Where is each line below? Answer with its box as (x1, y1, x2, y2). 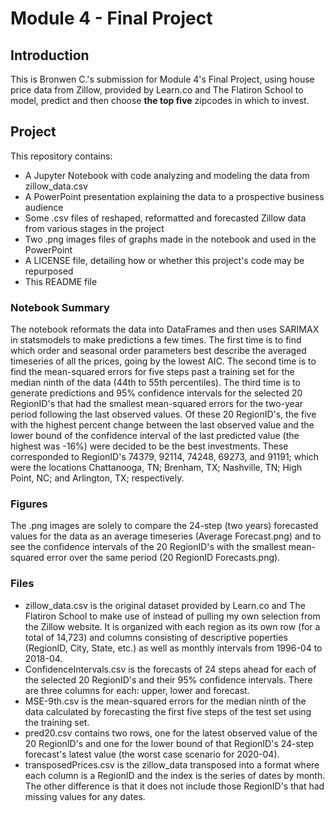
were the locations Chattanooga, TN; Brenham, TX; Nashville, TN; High (10, 462, 303, 474)
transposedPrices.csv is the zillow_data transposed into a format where (24, 758, 320, 771)
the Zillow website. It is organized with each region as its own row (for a (24, 620, 321, 632)
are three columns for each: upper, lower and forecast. (24, 684, 250, 696)
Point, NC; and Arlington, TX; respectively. (10, 472, 185, 484)
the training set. (24, 716, 90, 728)
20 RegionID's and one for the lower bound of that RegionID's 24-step (24, 737, 315, 749)
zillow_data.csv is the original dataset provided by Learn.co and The (24, 599, 306, 611)
